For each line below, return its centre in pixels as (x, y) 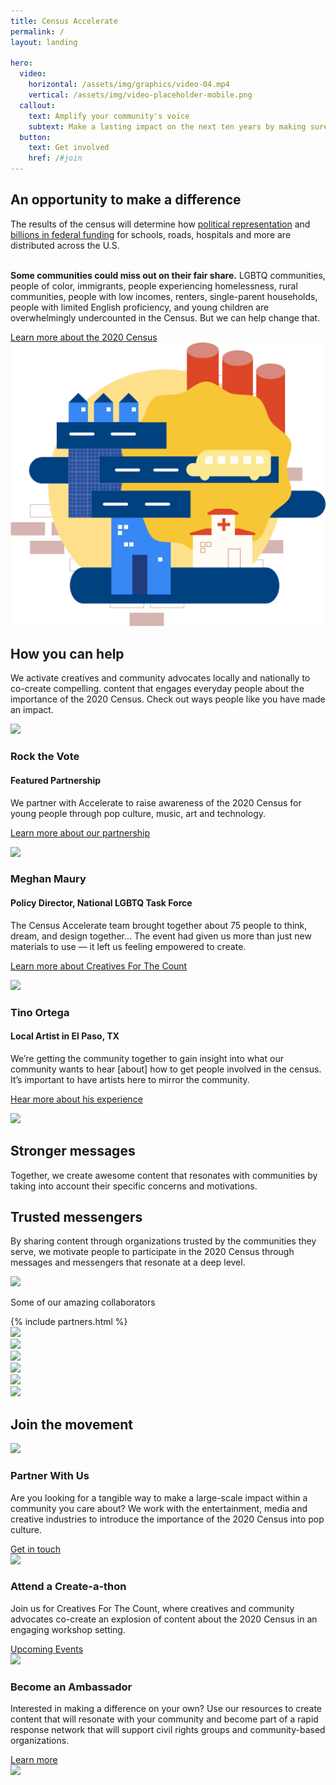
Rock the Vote (45, 757)
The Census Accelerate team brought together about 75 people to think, (159, 925)
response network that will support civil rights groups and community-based (168, 1730)
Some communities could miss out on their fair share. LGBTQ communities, (168, 275)
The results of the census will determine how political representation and (160, 224)
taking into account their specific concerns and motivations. (134, 1186)
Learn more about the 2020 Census (84, 337)
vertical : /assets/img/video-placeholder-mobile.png (140, 95)
